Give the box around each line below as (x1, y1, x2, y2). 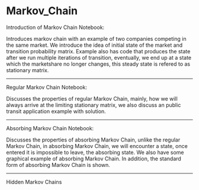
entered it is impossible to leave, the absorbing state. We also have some (6, 149, 184, 156)
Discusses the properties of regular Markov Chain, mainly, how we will (6, 95, 178, 102)
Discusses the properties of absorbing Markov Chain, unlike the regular (6, 136, 181, 143)
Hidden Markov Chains (6, 178, 62, 185)
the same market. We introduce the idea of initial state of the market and (6, 41, 183, 49)
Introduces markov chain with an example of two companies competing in (6, 35, 187, 42)
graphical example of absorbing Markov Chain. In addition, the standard (6, 155, 182, 162)
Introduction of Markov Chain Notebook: (6, 24, 105, 31)
